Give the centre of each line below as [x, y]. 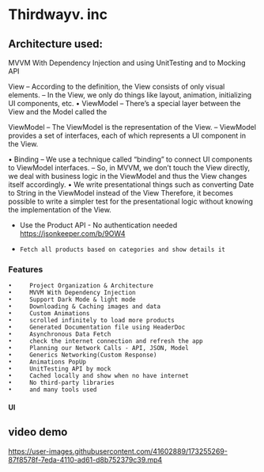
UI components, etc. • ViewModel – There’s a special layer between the [124, 103]
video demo [38, 432]
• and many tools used [53, 390]
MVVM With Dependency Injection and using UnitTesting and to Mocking [127, 63]
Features [26, 269]
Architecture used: [56, 44]
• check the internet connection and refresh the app [106, 341]
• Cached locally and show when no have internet [99, 376]
